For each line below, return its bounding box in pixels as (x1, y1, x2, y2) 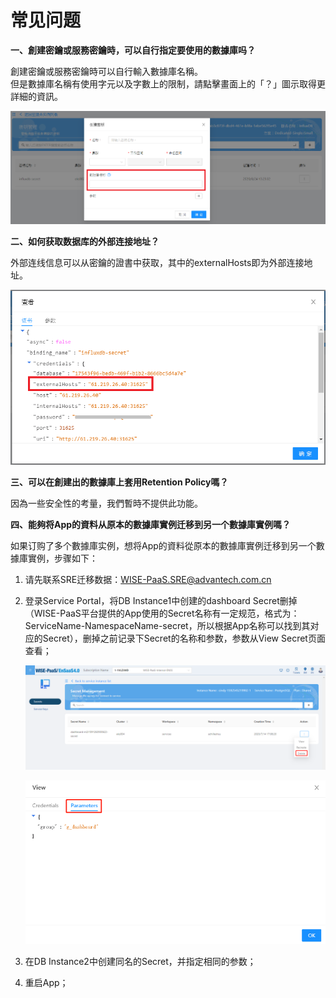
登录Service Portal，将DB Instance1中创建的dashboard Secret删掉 (24, 595, 298, 607)
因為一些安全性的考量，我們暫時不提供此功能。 (10, 497, 203, 510)
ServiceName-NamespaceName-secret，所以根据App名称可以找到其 (24, 620, 311, 632)
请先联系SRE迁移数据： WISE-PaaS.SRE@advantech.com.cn (24, 574, 272, 586)
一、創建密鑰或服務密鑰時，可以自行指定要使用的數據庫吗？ (10, 44, 256, 56)
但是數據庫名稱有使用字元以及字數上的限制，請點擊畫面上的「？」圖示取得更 (10, 77, 326, 90)
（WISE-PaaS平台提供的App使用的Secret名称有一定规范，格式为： (24, 607, 300, 620)
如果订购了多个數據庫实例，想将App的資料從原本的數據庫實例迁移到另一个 (10, 540, 317, 552)
